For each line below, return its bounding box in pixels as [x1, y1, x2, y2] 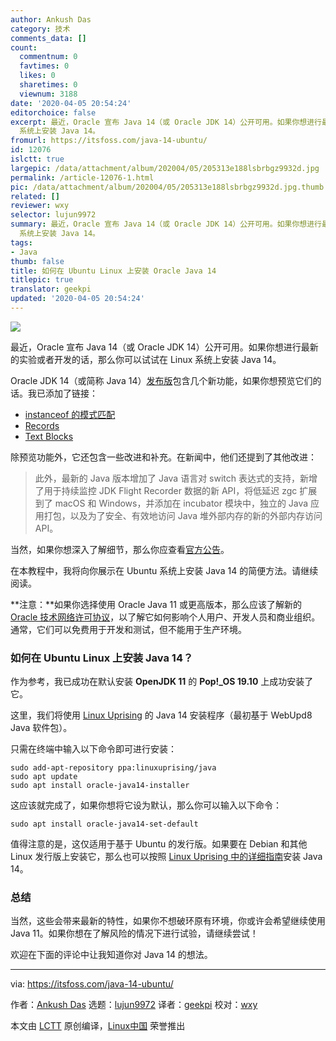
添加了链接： [44, 387, 98, 399]
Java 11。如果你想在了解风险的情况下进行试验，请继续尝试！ [10, 927, 259, 940]
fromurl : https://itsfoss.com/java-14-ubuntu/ [10, 136, 208, 146]
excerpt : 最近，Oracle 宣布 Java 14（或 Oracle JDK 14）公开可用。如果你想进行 [10, 117, 322, 127]
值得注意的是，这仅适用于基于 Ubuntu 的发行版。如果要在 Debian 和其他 [10, 838, 308, 850]
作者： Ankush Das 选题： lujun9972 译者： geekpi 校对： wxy [10, 999, 258, 1011]
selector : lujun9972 [10, 210, 97, 220]
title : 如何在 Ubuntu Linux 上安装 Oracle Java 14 [10, 266, 217, 276]
